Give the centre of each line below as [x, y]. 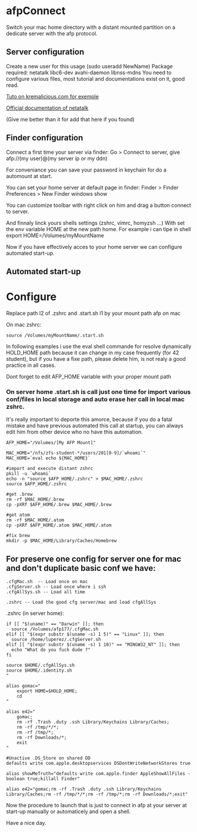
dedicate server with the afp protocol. [52, 33]
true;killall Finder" [54, 779]
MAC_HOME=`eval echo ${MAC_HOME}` [49, 458]
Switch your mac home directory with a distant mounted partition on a [91, 27]
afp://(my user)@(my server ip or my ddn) [57, 158]
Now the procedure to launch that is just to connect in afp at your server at [96, 805]
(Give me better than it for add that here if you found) [71, 119]
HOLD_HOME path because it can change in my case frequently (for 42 [93, 353]
